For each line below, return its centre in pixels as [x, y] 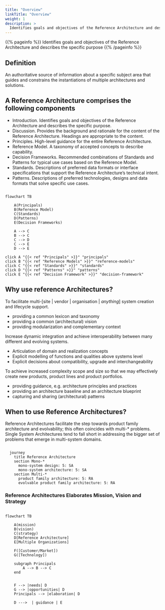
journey [17, 453]
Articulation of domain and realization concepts [60, 351]
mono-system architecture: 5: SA [52, 470]
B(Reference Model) [34, 210]
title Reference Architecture [45, 457]
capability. [23, 152]
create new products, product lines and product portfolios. [64, 376]
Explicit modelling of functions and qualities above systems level [77, 356]
